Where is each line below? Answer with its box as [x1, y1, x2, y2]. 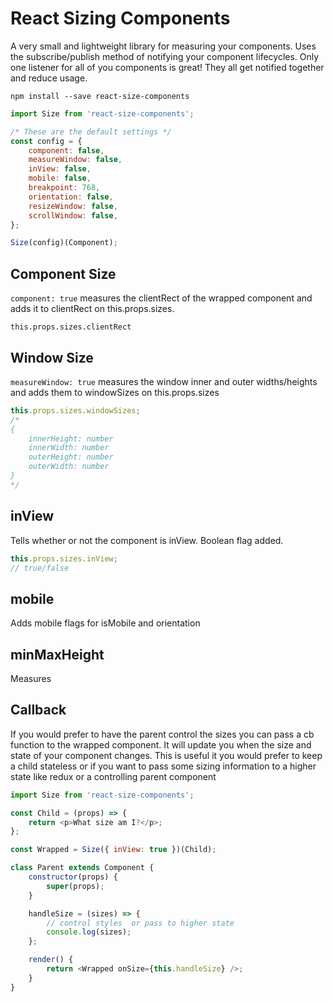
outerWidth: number [28, 462, 110, 472]
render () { [28, 955, 74, 965]
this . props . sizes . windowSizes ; [10, 405, 141, 416]
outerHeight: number [28, 452, 114, 462]
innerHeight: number [28, 433, 114, 444]
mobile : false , [28, 173, 92, 184]
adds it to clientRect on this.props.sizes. [10, 303, 175, 315]
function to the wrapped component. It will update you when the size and [10, 738, 312, 751]
